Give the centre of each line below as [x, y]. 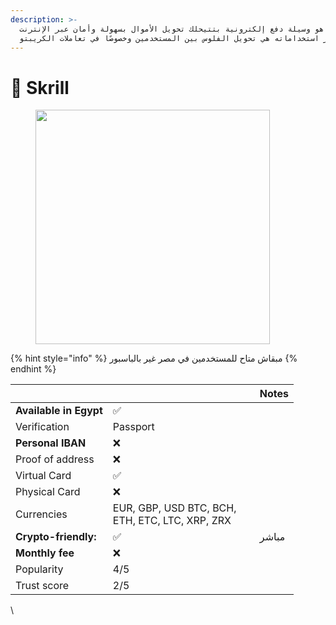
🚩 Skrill [40, 87]
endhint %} [33, 369]
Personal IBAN [51, 443]
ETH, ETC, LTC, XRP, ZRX [172, 521]
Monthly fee [45, 553]
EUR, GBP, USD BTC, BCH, [174, 508]
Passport [133, 427]
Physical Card [48, 492]
